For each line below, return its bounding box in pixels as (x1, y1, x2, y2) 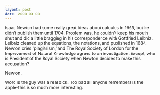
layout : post (5, 7, 31, 12)
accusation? (5, 61, 29, 67)
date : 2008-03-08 (5, 12, 40, 16)
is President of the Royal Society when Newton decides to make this (5, 55, 141, 61)
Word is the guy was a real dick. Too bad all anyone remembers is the (5, 79, 144, 85)
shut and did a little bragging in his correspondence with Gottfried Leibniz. (5, 35, 153, 41)
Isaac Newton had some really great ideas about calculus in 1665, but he (5, 25, 149, 30)
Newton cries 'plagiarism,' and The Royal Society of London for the (5, 45, 139, 51)
